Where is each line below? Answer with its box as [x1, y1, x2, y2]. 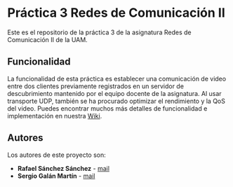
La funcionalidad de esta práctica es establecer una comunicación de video [7, 74, 227, 83]
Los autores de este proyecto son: [7, 151, 107, 159]
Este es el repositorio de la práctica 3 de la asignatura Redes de [7, 28, 192, 36]
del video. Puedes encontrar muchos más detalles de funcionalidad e [7, 104, 208, 113]
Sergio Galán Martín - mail [17, 172, 95, 180]
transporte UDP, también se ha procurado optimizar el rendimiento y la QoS [7, 97, 226, 105]
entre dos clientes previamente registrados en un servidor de [7, 82, 185, 90]
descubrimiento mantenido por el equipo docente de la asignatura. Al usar [7, 89, 222, 97]
